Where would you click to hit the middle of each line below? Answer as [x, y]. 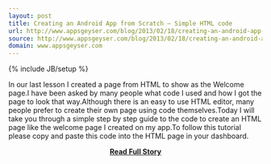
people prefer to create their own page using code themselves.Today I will [131, 111]
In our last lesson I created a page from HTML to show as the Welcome [126, 85]
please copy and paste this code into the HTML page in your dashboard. [129, 136]
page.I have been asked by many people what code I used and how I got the [135, 93]
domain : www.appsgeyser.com [56, 46]
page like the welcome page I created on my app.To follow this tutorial [125, 128]
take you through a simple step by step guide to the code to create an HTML [135, 119]
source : [21, 38]
